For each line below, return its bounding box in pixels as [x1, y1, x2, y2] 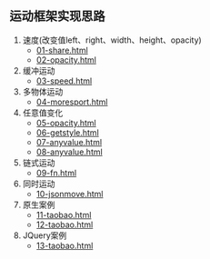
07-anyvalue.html [35, 136, 103, 147]
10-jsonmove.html [35, 188, 104, 199]
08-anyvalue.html [35, 146, 103, 157]
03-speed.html [35, 75, 93, 86]
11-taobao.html [35, 209, 92, 220]
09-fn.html [35, 167, 77, 178]
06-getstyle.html [35, 126, 100, 138]
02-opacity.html [35, 54, 97, 65]
